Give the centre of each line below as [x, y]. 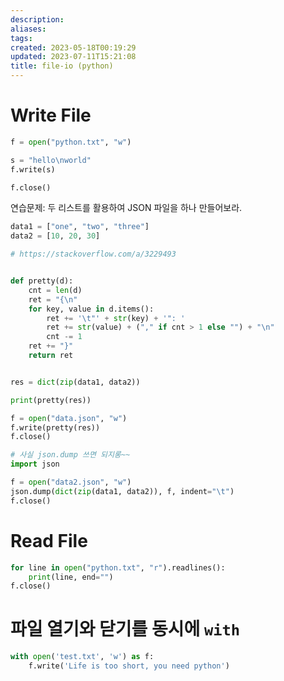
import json [35, 464]
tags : [21, 38]
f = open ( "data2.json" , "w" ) [71, 482]
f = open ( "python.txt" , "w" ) [71, 142]
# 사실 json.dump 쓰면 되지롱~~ [70, 455]
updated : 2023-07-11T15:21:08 [73, 57]
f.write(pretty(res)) [55, 427]
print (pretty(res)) [51, 400]
